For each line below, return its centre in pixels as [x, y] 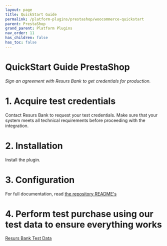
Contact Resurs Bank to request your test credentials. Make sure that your [81, 115]
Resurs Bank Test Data [28, 238]
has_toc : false [21, 42]
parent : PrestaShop [25, 24]
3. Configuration [40, 180]
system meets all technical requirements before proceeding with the [75, 120]
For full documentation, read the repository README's [61, 193]
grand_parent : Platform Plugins [39, 28]
